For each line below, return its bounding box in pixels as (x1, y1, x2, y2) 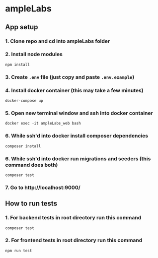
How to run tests (5, 199, 58, 208)
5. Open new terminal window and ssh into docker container (5, 110, 153, 117)
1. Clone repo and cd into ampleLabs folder (5, 38, 110, 45)
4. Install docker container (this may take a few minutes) (5, 87, 144, 94)
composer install (5, 143, 41, 149)
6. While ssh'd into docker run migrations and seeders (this (5, 155, 151, 162)
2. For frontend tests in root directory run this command (5, 237, 143, 244)
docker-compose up (5, 98, 43, 103)
